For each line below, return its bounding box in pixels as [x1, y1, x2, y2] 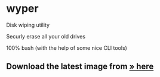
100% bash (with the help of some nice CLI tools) [6, 44, 127, 52]
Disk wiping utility [6, 21, 50, 28]
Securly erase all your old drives [6, 33, 85, 40]
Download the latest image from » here [6, 62, 154, 72]
